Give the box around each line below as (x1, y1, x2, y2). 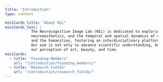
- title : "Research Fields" (9, 65, 66, 70)
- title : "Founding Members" (9, 56, 68, 61)
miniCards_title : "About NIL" (5, 20, 66, 25)
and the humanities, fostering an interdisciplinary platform (31, 38, 160, 43)
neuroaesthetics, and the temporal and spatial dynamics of (31, 34, 155, 39)
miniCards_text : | (5, 25, 42, 29)
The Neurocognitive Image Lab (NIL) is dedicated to (31, 29, 140, 34)
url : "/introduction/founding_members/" (14, 61, 97, 66)
